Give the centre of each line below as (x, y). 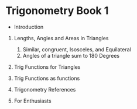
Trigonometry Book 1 (57, 11)
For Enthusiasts (32, 101)
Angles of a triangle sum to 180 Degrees (71, 55)
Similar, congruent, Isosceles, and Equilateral (77, 49)
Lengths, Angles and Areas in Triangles (61, 38)
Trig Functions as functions (47, 78)
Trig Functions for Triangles (47, 67)
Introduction (29, 27)
